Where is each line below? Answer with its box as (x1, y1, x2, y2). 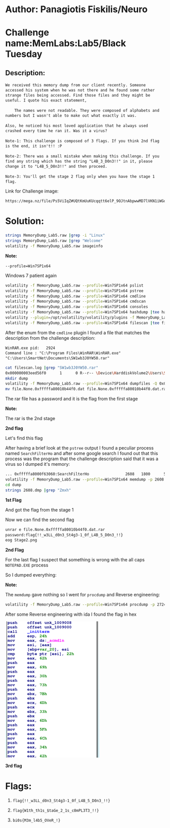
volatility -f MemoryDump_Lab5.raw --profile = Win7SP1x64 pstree (5, 288, 144, 293)
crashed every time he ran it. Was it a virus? (5, 129, 108, 134)
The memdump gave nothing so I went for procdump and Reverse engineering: (5, 592, 160, 598)
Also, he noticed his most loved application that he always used (5, 123, 148, 129)
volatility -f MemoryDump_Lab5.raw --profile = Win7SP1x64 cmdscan (5, 299, 146, 304)
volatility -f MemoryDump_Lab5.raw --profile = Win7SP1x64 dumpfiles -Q (5, 381, 157, 387)
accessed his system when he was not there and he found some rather (5, 88, 155, 93)
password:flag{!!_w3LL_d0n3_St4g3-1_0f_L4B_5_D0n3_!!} (5, 532, 123, 537)
